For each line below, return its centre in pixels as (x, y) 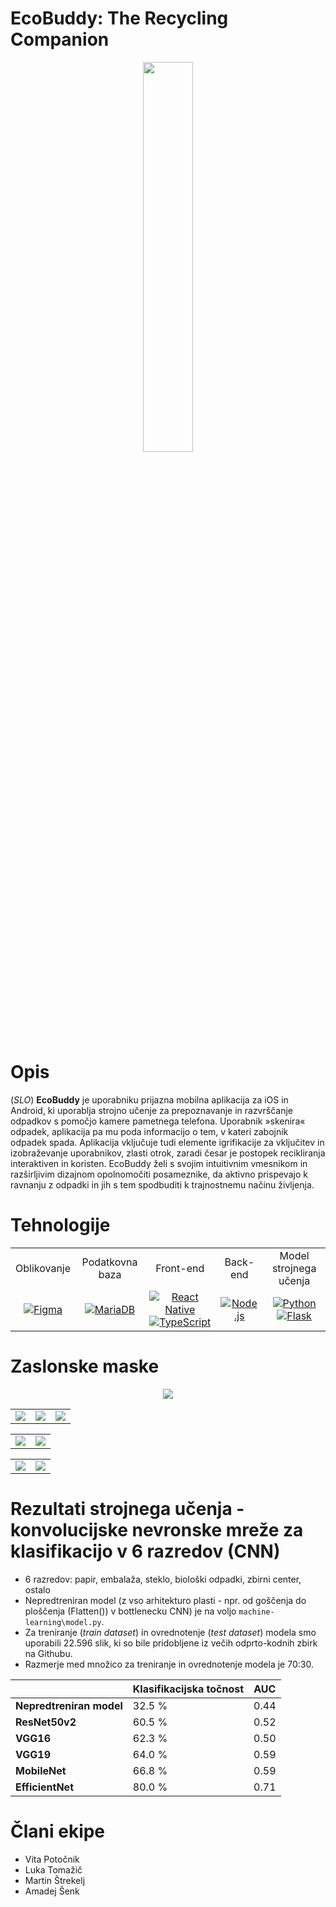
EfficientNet (44, 1787)
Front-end (180, 1268)
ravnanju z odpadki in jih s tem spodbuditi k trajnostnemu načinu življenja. (162, 1184)
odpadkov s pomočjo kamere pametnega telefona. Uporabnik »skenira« (158, 1121)
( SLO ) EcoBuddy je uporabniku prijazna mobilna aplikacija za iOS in (149, 1099)
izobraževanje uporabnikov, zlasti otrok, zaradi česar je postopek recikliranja (168, 1153)
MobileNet (41, 1770)
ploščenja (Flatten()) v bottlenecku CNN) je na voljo (130, 1611)
